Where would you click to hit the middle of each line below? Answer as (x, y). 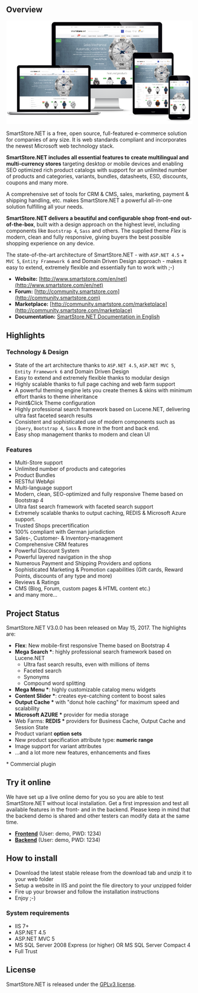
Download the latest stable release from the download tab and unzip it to (103, 873)
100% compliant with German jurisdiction (65, 532)
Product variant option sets (48, 733)
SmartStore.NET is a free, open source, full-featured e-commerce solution (97, 133)
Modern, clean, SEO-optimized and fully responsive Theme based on (99, 494)
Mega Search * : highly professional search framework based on (93, 652)
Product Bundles (35, 475)
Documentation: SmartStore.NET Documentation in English (87, 317)
